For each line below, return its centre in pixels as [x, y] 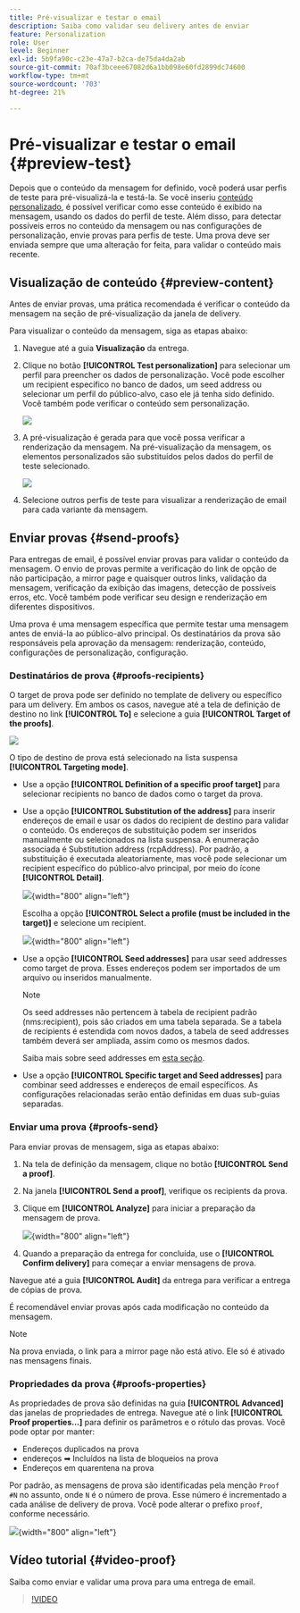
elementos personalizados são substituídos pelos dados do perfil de [148, 457]
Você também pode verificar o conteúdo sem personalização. [136, 404]
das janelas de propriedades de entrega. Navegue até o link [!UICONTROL [146, 1412]
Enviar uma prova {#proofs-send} [84, 1127]
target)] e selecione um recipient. [84, 923]
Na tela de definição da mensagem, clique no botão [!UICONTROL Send [155, 1164]
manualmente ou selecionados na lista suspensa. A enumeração [141, 840]
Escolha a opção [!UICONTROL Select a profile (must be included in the [156, 913]
